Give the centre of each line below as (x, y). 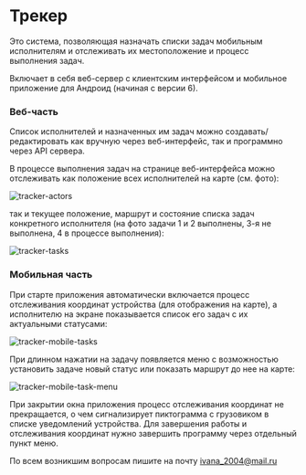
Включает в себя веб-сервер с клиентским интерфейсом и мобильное (148, 78)
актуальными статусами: (58, 323)
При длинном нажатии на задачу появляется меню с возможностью (144, 359)
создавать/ (247, 132)
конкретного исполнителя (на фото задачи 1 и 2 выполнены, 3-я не (141, 224)
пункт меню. (34, 443)
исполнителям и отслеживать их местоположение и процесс (129, 50)
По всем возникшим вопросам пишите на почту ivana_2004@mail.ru (143, 460)
